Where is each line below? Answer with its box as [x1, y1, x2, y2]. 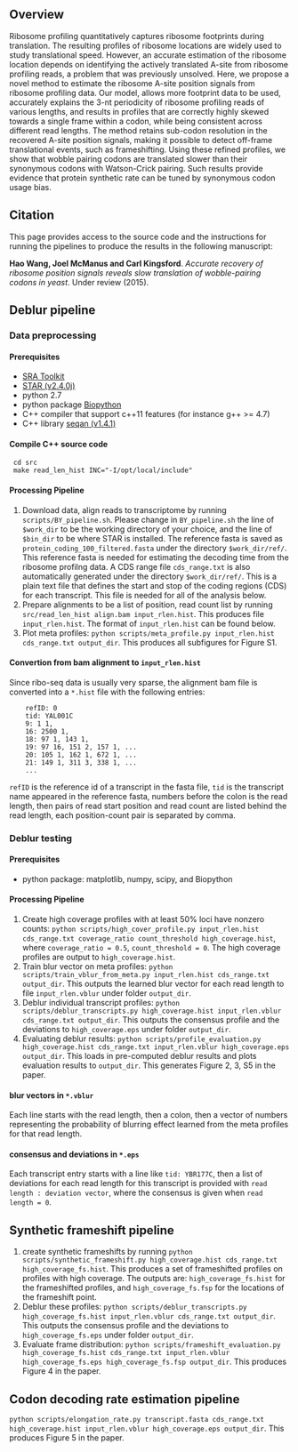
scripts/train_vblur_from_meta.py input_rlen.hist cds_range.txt [21, 971, 270, 980]
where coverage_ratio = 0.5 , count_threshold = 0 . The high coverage [21, 943, 281, 953]
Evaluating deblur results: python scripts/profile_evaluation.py [21, 1033, 262, 1044]
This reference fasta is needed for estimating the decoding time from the [21, 551, 289, 563]
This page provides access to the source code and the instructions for [9, 231, 267, 242]
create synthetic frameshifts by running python [21, 1247, 193, 1257]
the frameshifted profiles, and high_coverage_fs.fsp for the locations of [21, 1282, 285, 1293]
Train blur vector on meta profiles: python [21, 961, 173, 972]
